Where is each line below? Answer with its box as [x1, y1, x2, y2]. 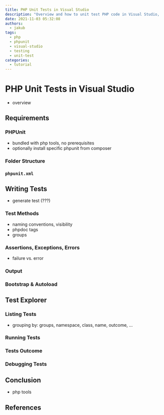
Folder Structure [5, 157, 45, 164]
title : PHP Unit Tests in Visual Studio [5, 7, 90, 12]
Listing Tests [5, 311, 37, 318]
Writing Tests [5, 184, 48, 193]
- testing [9, 48, 30, 53]
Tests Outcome [5, 347, 43, 354]
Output [5, 267, 23, 274]
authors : [5, 21, 23, 26]
